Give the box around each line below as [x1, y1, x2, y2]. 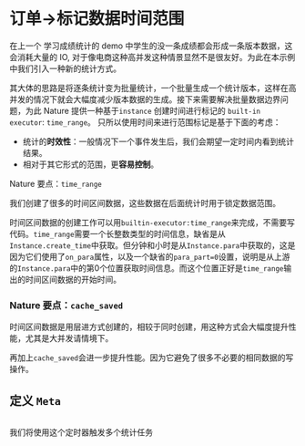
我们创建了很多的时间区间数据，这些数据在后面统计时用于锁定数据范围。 [9, 197, 280, 208]
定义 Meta [9, 393, 61, 409]
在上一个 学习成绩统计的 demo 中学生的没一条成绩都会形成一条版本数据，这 [9, 40, 293, 51]
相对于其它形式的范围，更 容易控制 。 [22, 159, 159, 170]
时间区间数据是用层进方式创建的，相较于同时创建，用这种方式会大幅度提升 [9, 321, 289, 333]
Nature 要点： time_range [9, 178, 102, 189]
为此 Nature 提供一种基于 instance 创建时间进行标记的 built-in [25, 105, 261, 116]
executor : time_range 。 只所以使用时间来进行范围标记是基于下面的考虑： [9, 116, 281, 128]
